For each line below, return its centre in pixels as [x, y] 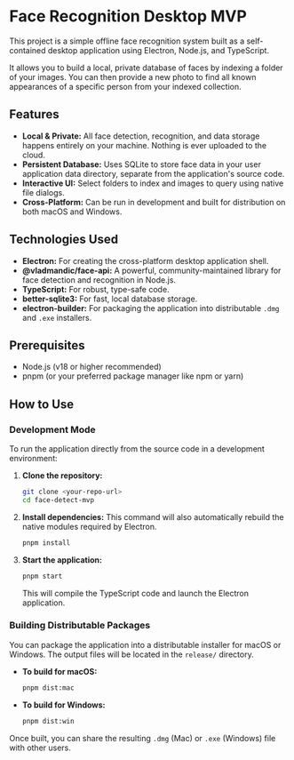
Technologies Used [64, 240]
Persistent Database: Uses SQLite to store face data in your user [142, 164]
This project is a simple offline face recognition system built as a [127, 41]
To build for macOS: [60, 671]
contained [28, 50]
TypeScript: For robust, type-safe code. [96, 289]
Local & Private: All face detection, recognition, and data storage [141, 136]
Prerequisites [47, 345]
